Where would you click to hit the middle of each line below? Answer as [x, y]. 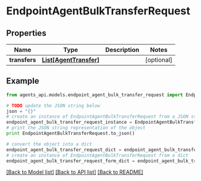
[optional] [159, 60]
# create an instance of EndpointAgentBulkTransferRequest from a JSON [97, 117]
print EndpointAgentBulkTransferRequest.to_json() [71, 134]
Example [23, 81]
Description [122, 50]
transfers [23, 60]
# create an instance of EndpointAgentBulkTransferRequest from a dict [97, 155]
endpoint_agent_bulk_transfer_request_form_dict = [71, 161]
